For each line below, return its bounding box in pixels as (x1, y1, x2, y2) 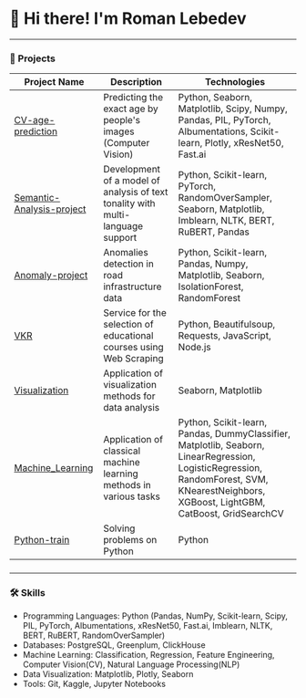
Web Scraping (103, 352, 164, 365)
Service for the (103, 307, 167, 319)
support (103, 232, 138, 245)
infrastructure (103, 280, 162, 293)
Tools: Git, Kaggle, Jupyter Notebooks (22, 679, 167, 690)
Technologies (204, 76, 266, 89)
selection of (103, 318, 154, 331)
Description (110, 76, 162, 89)
